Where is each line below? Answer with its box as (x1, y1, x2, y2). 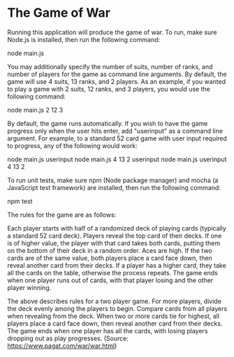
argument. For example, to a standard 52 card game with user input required (7, 134, 227, 143)
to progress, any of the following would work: (7, 141, 138, 150)
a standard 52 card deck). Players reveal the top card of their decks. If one (7, 231, 222, 240)
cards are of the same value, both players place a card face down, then (7, 254, 213, 262)
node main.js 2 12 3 (7, 105, 64, 114)
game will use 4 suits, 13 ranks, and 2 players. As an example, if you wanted (7, 77, 226, 85)
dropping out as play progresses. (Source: (7, 334, 129, 342)
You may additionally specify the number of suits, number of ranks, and (7, 62, 213, 71)
